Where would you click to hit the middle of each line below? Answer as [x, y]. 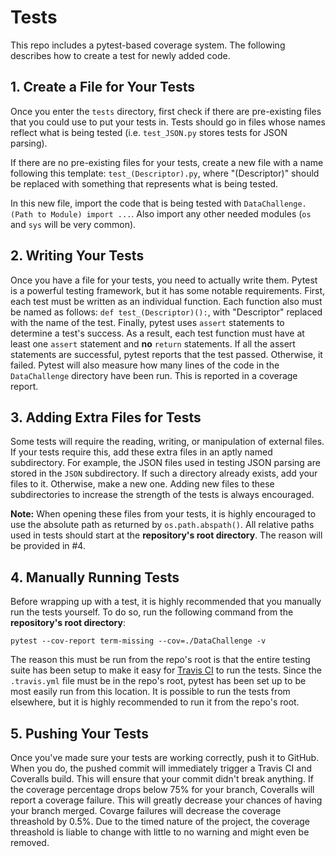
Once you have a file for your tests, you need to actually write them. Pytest [164, 280]
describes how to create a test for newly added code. [120, 55]
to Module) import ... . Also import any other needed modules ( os [174, 213]
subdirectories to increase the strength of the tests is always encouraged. [162, 495]
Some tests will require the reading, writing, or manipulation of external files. [167, 442]
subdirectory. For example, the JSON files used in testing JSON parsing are [165, 463]
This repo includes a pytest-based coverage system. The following [148, 45]
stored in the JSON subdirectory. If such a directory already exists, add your [164, 473]
